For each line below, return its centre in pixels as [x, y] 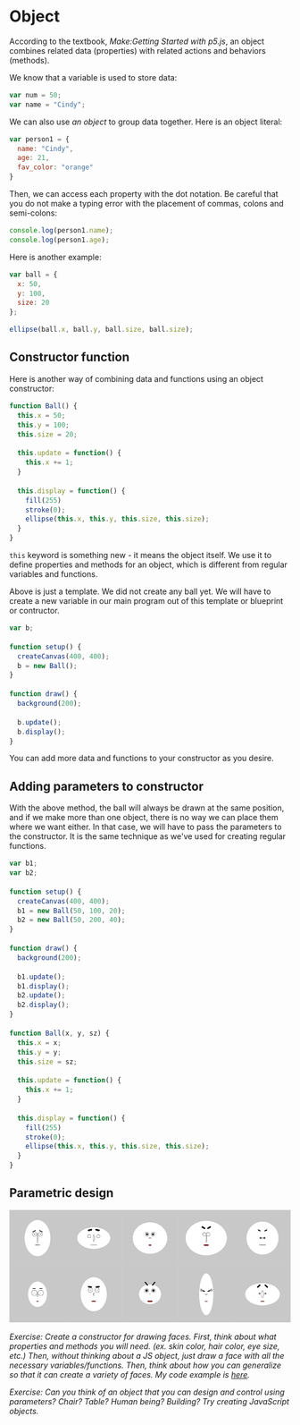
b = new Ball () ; [47, 666]
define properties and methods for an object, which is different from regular [149, 564]
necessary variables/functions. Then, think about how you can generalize [145, 1365]
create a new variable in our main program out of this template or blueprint [146, 601]
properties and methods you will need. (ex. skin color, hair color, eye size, [145, 1346]
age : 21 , [33, 158]
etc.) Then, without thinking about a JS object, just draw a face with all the [147, 1356]
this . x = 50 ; [42, 415]
